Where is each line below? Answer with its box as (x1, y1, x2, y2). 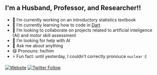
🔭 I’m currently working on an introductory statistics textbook (12, 17, 136, 22)
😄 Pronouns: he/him (12, 48, 54, 54)
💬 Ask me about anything (12, 42, 63, 48)
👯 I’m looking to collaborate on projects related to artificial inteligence (12, 27, 153, 33)
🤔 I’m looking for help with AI (12, 37, 71, 43)
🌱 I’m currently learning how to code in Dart (12, 22, 101, 28)
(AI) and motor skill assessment (12, 32, 76, 38)
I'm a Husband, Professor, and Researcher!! (5, 4, 141, 12)
